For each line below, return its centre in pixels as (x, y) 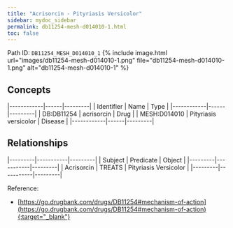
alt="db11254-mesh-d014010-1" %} (78, 68)
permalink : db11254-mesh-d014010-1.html (67, 26)
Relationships (38, 143)
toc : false (23, 33)
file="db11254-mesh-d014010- (181, 61)
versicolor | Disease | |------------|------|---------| (81, 121)
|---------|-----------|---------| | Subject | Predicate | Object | (97, 160)
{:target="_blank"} (44, 216)
